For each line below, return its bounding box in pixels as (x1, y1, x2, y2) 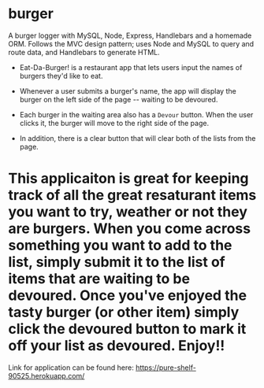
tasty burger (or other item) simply (8, 304, 240, 321)
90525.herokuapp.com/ (8, 371, 85, 380)
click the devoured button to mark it (8, 320, 247, 338)
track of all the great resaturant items (8, 187, 257, 205)
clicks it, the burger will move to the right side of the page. (19, 118, 210, 127)
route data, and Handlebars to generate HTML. (8, 47, 160, 57)
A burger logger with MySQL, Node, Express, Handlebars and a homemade (8, 31, 252, 40)
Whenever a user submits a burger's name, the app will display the (19, 86, 236, 95)
